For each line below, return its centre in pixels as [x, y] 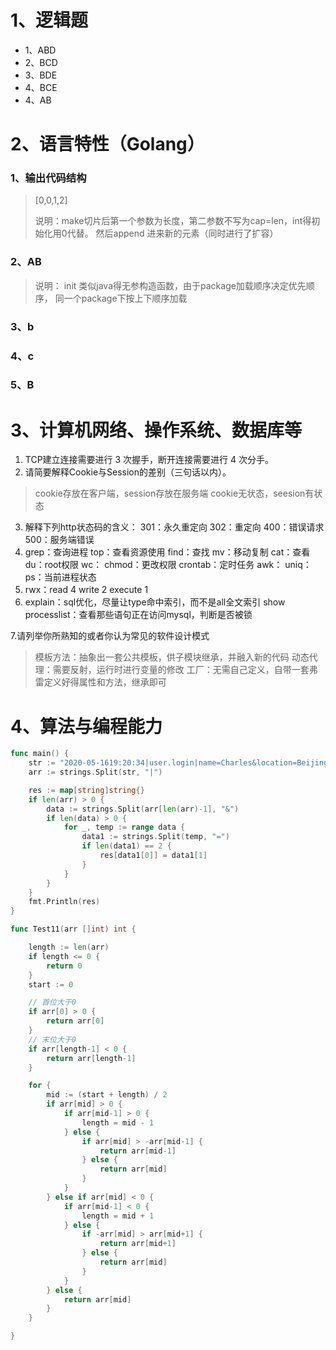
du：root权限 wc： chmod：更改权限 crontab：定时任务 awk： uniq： [168, 565]
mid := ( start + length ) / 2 [107, 1095]
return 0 [64, 966]
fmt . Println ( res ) [64, 902]
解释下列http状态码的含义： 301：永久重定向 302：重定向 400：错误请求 [174, 527]
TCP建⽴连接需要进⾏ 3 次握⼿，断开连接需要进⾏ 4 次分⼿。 [149, 460]
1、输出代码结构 [48, 178]
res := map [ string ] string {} [86, 790]
